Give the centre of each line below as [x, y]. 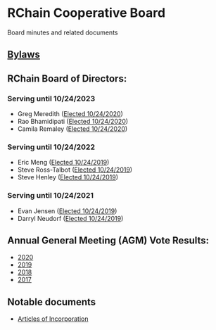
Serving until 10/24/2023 [51, 99]
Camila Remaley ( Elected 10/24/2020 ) [72, 129]
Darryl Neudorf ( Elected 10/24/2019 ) [70, 218]
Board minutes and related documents [63, 32]
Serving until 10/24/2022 [51, 147]
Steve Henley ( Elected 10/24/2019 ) [68, 177]
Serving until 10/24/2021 [50, 196]
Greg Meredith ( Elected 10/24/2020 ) [70, 114]
